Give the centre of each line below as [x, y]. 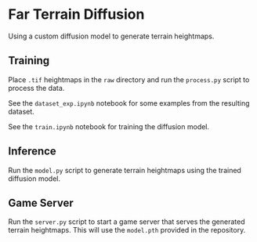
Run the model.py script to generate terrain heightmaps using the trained [125, 170]
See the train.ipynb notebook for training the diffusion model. [109, 126]
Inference [32, 152]
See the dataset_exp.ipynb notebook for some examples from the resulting [129, 103]
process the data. [36, 88]
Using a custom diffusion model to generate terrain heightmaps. [111, 36]
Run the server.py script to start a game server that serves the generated [127, 222]
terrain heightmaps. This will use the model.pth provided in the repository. [127, 230]
